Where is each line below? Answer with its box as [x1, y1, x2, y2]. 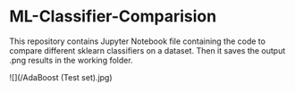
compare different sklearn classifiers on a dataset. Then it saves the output [9, 45, 286, 55]
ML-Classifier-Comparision [9, 6, 217, 27]
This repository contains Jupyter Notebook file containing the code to [9, 36, 266, 46]
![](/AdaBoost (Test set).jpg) [9, 71, 114, 82]
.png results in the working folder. [9, 54, 133, 65]
